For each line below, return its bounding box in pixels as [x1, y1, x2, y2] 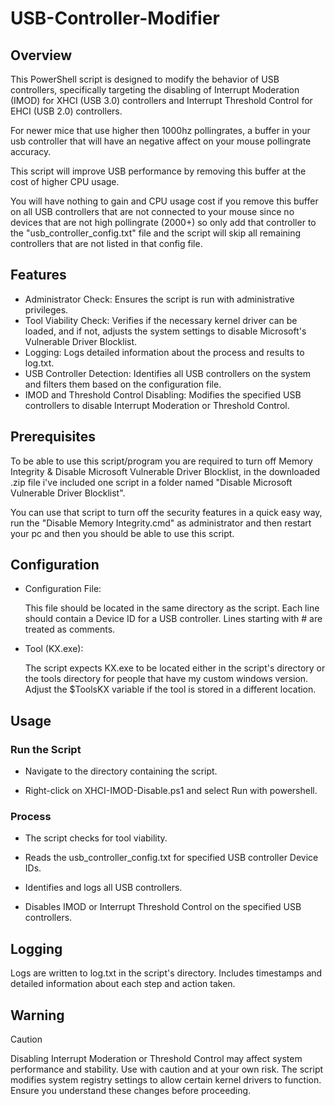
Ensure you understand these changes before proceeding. [10, 1085, 252, 1097]
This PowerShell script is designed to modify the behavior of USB [10, 73, 280, 85]
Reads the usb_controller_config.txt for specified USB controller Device [24, 852, 319, 864]
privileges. [24, 303, 69, 316]
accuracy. [10, 146, 52, 157]
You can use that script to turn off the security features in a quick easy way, [10, 506, 323, 518]
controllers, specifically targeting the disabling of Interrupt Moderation [10, 84, 300, 96]
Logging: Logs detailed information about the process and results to [24, 346, 305, 358]
